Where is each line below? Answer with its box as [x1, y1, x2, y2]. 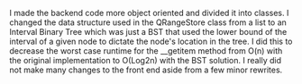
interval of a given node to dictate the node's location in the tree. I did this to [9, 36, 293, 46]
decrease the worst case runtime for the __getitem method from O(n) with [9, 46, 283, 56]
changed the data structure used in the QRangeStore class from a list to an [9, 17, 287, 28]
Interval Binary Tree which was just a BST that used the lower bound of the [9, 27, 288, 37]
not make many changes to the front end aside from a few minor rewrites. [9, 64, 283, 75]
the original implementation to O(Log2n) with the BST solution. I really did [9, 55, 282, 65]
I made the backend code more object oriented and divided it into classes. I [9, 8, 289, 18]
